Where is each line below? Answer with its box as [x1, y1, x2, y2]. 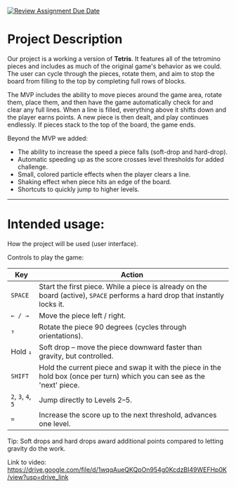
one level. [39, 418, 71, 428]
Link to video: [7, 458, 47, 466]
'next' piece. [39, 380, 80, 390]
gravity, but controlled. [39, 351, 114, 361]
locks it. [39, 299, 65, 309]
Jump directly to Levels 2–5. [39, 394, 132, 404]
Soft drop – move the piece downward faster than [39, 342, 202, 352]
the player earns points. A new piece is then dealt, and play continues [7, 113, 209, 121]
